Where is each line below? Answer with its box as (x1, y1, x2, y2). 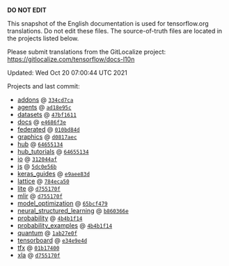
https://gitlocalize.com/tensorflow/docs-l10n (7, 55, 135, 63)
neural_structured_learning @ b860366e (17, 207, 129, 214)
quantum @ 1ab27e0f (17, 229, 78, 237)
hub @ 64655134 (17, 140, 63, 148)
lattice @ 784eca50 (17, 177, 70, 185)
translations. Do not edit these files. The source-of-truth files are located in (7, 27, 223, 35)
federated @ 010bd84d (17, 125, 80, 133)
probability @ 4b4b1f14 (17, 214, 83, 222)
